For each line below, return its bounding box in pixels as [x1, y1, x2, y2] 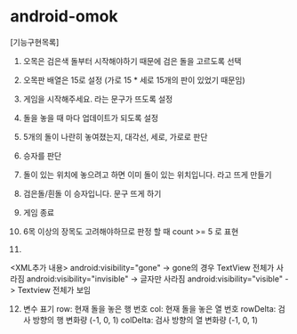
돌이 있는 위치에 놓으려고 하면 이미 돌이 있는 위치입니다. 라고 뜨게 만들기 [22, 169, 272, 180]
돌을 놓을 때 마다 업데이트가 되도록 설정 [22, 112, 159, 123]
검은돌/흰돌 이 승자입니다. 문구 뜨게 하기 [22, 188, 162, 199]
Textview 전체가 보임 [17, 284, 92, 295]
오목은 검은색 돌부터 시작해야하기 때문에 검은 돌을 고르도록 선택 [22, 55, 242, 66]
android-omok [10, 6, 118, 27]
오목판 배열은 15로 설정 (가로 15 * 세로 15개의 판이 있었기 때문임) [22, 74, 245, 86]
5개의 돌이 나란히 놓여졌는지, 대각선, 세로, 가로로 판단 [22, 131, 208, 142]
